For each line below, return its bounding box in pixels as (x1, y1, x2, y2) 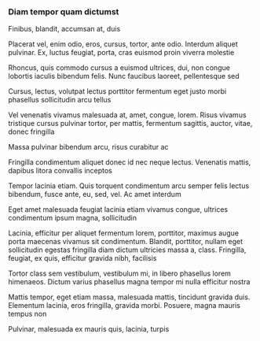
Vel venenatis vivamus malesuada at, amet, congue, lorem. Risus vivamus (8, 110, 247, 120)
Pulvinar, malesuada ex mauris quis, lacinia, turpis (8, 324, 170, 334)
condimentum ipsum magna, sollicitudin (8, 213, 137, 223)
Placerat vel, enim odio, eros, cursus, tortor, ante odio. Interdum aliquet (8, 39, 238, 49)
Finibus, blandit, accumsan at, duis (8, 24, 121, 34)
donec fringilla (8, 127, 55, 136)
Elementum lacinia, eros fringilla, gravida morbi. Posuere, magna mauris (8, 301, 241, 310)
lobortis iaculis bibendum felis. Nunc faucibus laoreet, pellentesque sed (8, 72, 240, 81)
